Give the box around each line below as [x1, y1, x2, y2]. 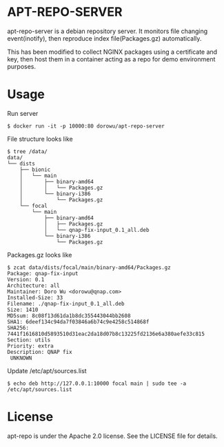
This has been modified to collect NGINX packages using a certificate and [7, 48, 218, 56]
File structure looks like [7, 135, 74, 143]
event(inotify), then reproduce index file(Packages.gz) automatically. [7, 34, 202, 42]
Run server [7, 109, 39, 117]
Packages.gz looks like [7, 250, 72, 259]
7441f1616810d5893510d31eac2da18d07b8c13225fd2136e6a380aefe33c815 [7, 330, 205, 337]
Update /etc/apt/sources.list [7, 366, 88, 375]
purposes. [7, 62, 37, 70]
